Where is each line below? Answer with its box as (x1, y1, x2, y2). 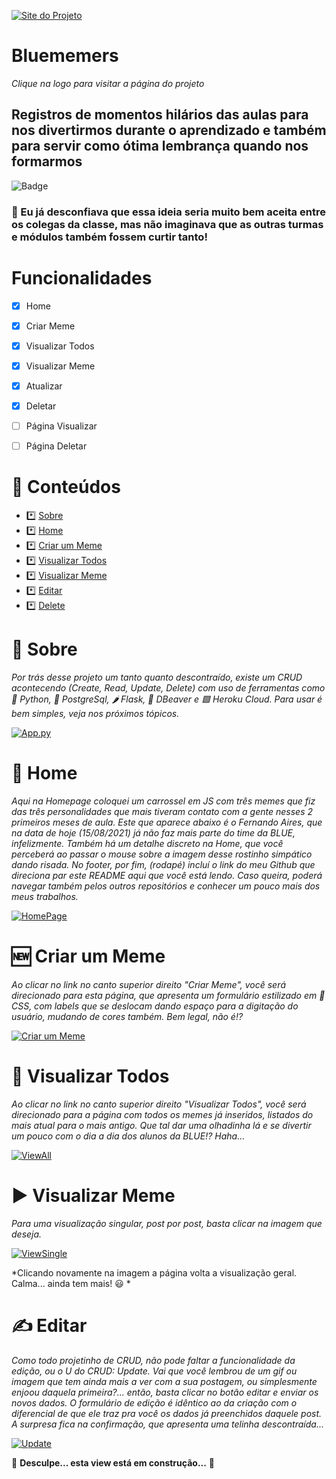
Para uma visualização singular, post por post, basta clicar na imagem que (11, 1217, 323, 1229)
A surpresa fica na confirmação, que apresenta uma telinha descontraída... (11, 1418, 324, 1430)
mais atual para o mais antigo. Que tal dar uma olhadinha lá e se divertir (11, 1119, 312, 1131)
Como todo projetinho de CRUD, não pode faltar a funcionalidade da (11, 1354, 296, 1366)
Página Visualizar (25, 420, 98, 432)
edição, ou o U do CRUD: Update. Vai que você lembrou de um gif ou (11, 1365, 298, 1377)
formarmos (11, 153, 83, 170)
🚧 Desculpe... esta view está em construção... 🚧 (11, 1456, 216, 1469)
